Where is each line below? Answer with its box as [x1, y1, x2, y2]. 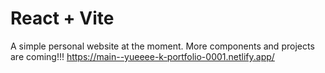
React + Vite [10, 7, 115, 30]
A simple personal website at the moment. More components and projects [10, 40, 315, 52]
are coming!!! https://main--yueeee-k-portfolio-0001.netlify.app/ [10, 50, 275, 62]
